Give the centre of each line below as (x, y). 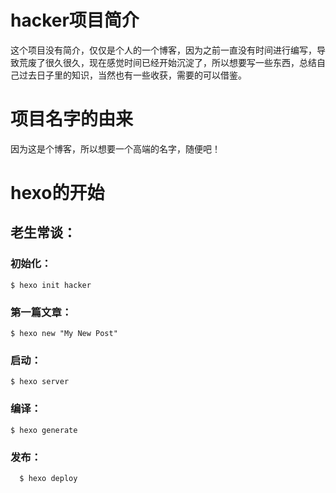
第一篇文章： (41, 312)
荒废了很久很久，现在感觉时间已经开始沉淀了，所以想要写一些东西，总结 (167, 62)
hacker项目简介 (75, 20)
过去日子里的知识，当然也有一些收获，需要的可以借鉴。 (132, 75)
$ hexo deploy (48, 478)
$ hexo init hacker (51, 285)
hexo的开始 (57, 193)
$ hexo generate (44, 430)
